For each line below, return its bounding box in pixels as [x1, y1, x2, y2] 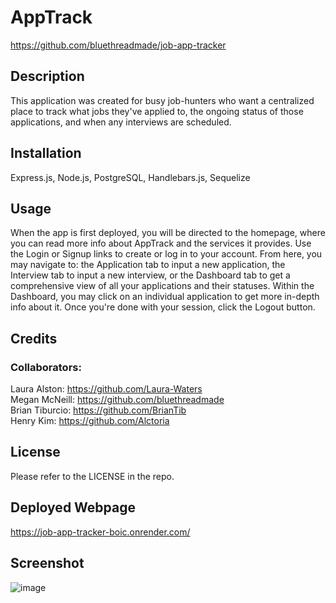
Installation [10, 145, 82, 162]
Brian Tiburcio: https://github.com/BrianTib [10, 404, 187, 416]
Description [10, 68, 85, 85]
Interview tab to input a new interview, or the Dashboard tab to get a [10, 269, 291, 281]
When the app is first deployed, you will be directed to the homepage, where [10, 227, 326, 239]
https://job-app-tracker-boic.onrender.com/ [10, 526, 191, 538]
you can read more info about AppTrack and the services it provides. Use [10, 237, 312, 250]
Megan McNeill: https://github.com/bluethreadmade [10, 394, 225, 406]
